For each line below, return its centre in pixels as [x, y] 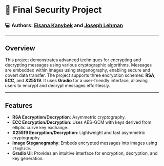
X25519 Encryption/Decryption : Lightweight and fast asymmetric [79, 133]
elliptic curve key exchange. [40, 128]
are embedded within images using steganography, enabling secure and [78, 70]
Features [19, 106]
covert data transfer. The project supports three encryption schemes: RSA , [80, 75]
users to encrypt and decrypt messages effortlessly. [58, 86]
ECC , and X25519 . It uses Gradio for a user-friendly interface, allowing [76, 81]
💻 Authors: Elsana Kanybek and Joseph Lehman [64, 25]
